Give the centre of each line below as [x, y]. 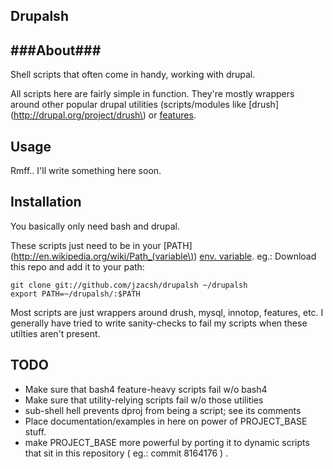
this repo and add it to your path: [77, 266]
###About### [56, 50]
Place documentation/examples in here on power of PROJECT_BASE [166, 421]
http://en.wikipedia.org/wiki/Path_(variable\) [104, 256]
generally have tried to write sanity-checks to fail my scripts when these [159, 323]
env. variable [226, 256]
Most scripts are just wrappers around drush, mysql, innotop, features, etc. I [167, 312]
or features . [172, 115]
